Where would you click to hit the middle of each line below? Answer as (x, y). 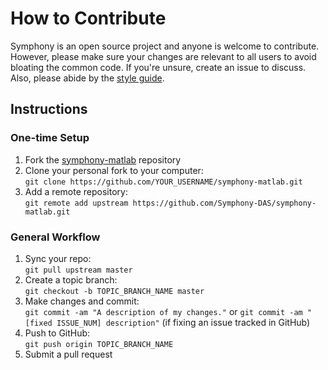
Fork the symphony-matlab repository (103, 159)
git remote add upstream (76, 203)
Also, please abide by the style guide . (87, 78)
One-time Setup (50, 138)
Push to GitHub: (57, 333)
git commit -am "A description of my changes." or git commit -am (163, 311)
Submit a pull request (68, 354)
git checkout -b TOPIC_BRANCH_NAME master (114, 291)
